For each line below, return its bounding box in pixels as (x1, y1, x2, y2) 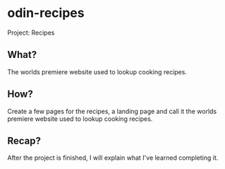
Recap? (7, 134, 41, 146)
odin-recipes (7, 5, 85, 21)
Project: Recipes (7, 28, 55, 37)
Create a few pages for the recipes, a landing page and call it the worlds (7, 107, 217, 115)
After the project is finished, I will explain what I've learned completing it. (7, 153, 219, 162)
